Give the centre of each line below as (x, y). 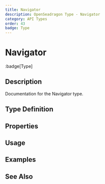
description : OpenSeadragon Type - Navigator (52, 14)
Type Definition (29, 109)
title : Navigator (23, 10)
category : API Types (26, 19)
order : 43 (15, 23)
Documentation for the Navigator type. (44, 93)
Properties (22, 126)
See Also (19, 176)
